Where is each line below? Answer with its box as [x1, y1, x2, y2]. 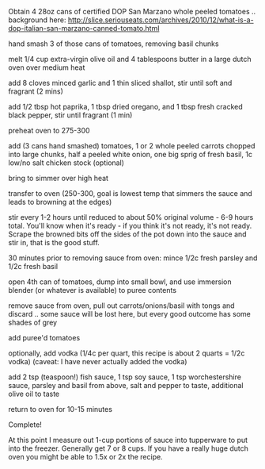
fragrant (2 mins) [8, 86, 63, 96]
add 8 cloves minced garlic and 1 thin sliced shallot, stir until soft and [8, 79, 233, 87]
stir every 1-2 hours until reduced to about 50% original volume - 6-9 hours [8, 213, 254, 221]
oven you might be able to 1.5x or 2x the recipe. [8, 452, 164, 461]
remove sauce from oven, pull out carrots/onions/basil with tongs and [8, 301, 235, 310]
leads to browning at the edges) [8, 198, 112, 206]
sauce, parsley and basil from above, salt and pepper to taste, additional [8, 381, 244, 390]
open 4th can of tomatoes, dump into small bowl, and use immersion [8, 277, 232, 286]
